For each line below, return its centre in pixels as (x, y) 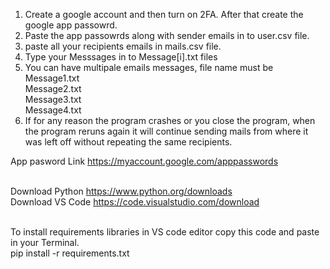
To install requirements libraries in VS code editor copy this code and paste (165, 232)
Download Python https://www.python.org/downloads (121, 191)
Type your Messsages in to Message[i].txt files (121, 57)
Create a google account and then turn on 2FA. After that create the (164, 14)
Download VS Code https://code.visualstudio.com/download (135, 202)
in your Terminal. (45, 242)
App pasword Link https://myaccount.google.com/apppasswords (144, 161)
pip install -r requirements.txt (70, 253)
